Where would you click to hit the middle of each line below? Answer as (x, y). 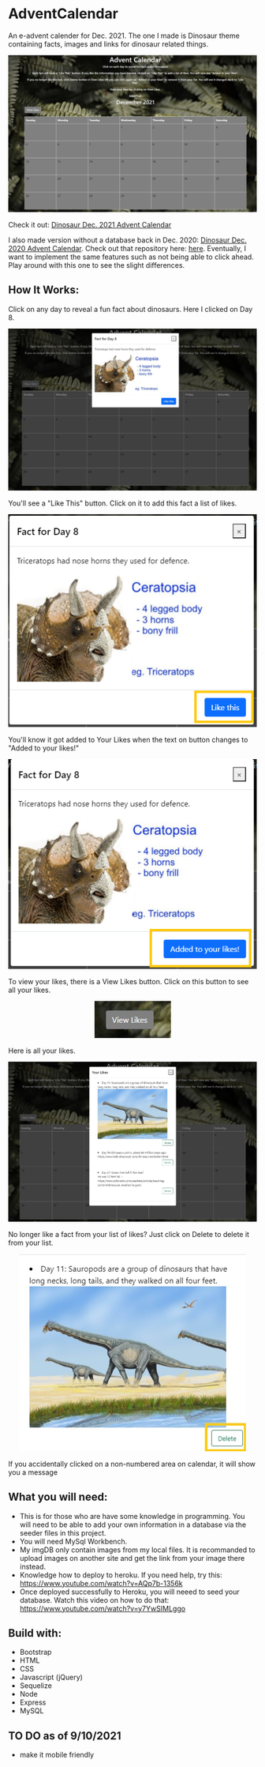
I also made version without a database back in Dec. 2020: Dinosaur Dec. (127, 240)
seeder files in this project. (63, 1532)
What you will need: (58, 1497)
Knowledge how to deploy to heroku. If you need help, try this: (121, 1575)
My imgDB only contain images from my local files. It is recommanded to (137, 1550)
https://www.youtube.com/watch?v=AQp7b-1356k (101, 1583)
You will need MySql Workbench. (73, 1541)
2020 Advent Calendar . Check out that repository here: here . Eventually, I (127, 248)
